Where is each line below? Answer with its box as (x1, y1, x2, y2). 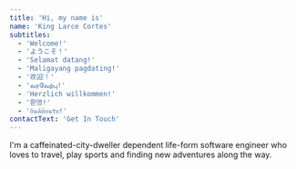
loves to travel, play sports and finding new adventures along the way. (9, 149, 272, 160)
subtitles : (9, 30, 51, 39)
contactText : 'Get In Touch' (9, 114, 120, 124)
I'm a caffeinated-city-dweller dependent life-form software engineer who (9, 140, 288, 151)
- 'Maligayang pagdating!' (17, 65, 120, 74)
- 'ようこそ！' (17, 47, 68, 56)
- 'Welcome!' (17, 38, 67, 48)
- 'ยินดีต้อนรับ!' (17, 106, 68, 115)
